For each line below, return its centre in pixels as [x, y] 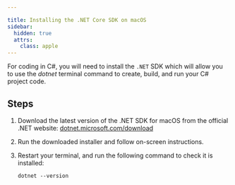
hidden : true [33, 33]
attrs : [23, 40]
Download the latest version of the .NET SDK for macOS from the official [123, 120]
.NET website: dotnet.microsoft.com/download [85, 128]
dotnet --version [43, 176]
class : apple [39, 47]
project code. [27, 81]
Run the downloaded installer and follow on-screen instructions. [110, 141]
